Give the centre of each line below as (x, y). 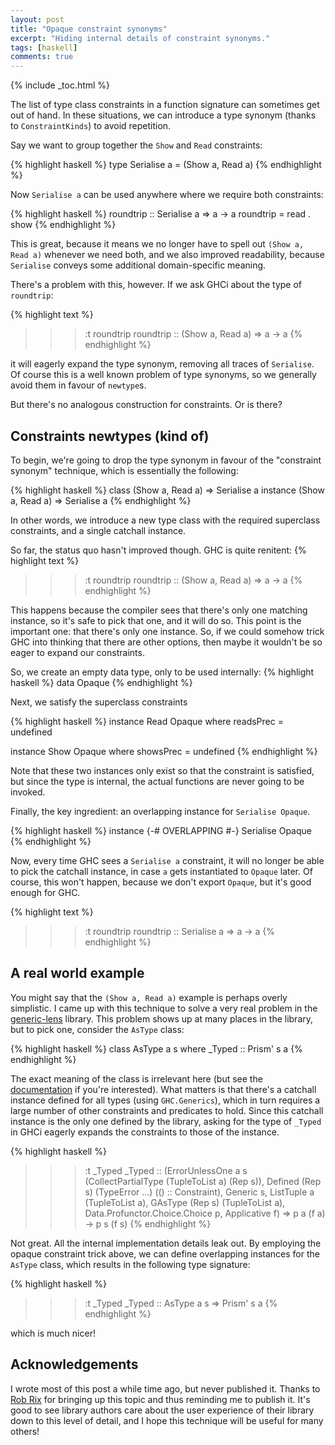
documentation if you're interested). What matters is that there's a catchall (163, 1089)
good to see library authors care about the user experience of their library (162, 1410)
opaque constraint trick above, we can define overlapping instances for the (165, 1253)
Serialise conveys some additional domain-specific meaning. (138, 265)
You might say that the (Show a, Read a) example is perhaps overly (149, 997)
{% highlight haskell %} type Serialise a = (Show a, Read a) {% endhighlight (166, 165)
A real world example (77, 973)
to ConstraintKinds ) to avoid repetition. (91, 126)
